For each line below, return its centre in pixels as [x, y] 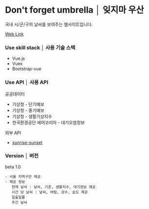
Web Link [15, 34]
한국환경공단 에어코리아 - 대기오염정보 [48, 122]
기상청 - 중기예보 [28, 110]
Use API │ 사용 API [27, 82]
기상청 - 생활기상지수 [32, 116]
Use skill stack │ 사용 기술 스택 [40, 48]
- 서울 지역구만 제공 [23, 176]
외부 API [13, 133]
